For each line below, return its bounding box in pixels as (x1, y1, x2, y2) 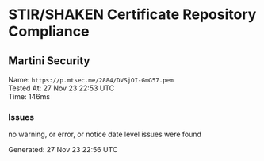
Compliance (8, 22, 90, 40)
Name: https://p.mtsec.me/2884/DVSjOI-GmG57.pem (8, 75, 174, 84)
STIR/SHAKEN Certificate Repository (8, 6, 257, 24)
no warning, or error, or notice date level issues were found (8, 129, 202, 140)
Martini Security (8, 54, 90, 67)
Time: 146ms (8, 92, 50, 101)
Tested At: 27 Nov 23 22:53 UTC (8, 83, 115, 93)
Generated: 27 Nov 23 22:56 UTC (8, 145, 118, 155)
